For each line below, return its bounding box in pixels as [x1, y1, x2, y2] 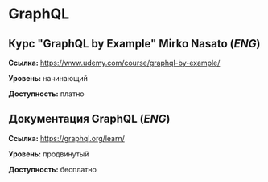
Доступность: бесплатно [8, 164, 97, 174]
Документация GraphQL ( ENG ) [8, 112, 171, 126]
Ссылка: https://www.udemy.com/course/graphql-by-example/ [8, 58, 221, 67]
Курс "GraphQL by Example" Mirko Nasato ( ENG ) [8, 37, 261, 51]
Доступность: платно [8, 89, 85, 99]
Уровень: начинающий [8, 74, 89, 83]
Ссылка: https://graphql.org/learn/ [8, 133, 125, 143]
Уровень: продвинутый [8, 149, 89, 159]
